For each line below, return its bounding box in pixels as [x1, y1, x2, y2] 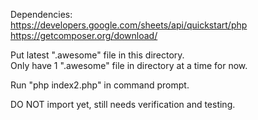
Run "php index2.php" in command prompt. [10, 79, 190, 91]
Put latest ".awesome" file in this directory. [10, 49, 185, 61]
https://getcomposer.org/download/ [10, 30, 158, 41]
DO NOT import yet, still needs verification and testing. [10, 99, 236, 110]
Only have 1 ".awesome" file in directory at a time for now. [10, 60, 248, 71]
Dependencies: [10, 9, 73, 20]
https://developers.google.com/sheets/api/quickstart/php [10, 19, 248, 31]
